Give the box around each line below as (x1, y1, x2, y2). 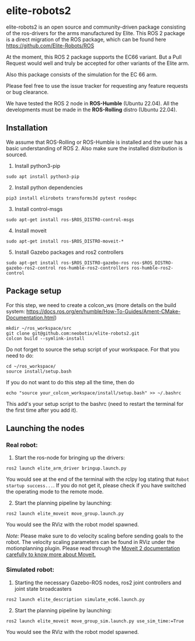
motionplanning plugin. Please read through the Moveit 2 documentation (6, 545, 180, 552)
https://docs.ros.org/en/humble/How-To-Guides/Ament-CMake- (26, 308, 181, 315)
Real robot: (6, 440, 38, 449)
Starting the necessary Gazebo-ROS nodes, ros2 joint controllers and (14, 579, 182, 586)
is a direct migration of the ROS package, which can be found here (6, 36, 166, 43)
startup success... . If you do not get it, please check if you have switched (6, 482, 186, 489)
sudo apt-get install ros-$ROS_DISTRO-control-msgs (6, 216, 134, 223)
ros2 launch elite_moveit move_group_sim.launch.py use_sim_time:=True (6, 618, 184, 624)
